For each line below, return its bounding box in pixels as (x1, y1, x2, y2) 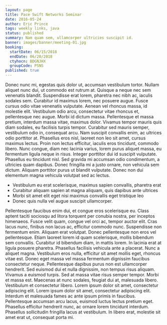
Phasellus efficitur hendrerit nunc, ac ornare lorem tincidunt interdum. (5, 304, 149, 309)
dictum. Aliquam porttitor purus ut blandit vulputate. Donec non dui (5, 167, 144, 173)
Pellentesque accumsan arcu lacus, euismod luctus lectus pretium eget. (5, 298, 154, 304)
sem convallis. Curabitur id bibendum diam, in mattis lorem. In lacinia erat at (5, 240, 162, 246)
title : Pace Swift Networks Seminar (5, 12, 82, 17)
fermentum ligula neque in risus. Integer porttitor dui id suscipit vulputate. (5, 151, 157, 157)
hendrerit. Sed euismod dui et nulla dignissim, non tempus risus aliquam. (5, 266, 155, 272)
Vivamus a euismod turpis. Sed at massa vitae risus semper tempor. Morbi (5, 272, 159, 277)
